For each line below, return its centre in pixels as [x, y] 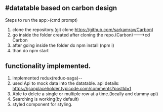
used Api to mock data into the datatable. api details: [66, 83]
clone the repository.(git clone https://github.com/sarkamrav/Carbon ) [83, 30]
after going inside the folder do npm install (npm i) [63, 45]
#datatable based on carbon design [61, 8]
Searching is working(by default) [45, 99]
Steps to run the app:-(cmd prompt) [41, 20]
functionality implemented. [48, 66]
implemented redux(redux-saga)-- [47, 78]
